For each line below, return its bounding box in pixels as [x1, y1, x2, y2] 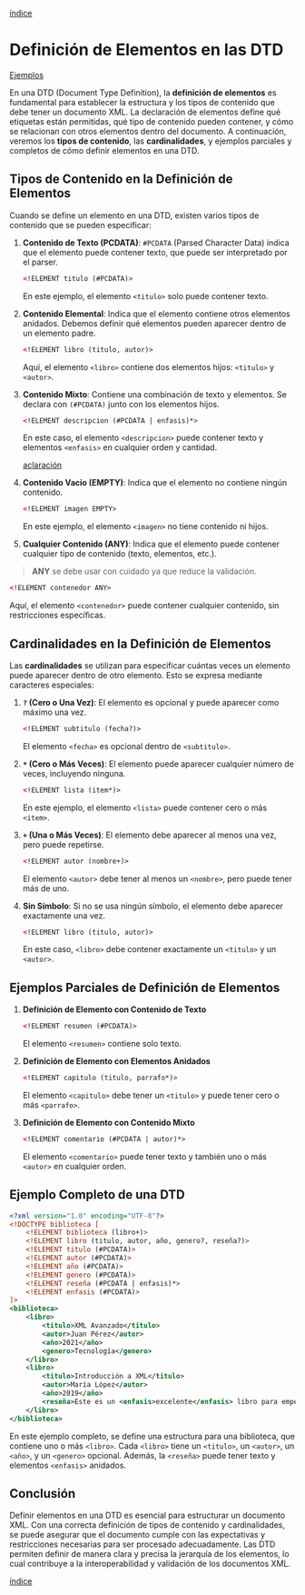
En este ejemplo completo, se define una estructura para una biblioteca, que [9, 1430, 295, 1441]
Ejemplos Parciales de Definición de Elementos [9, 979, 280, 995]
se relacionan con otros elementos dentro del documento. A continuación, [9, 125, 287, 136]
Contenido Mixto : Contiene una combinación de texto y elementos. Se [22, 388, 288, 399]
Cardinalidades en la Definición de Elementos [9, 636, 271, 651]
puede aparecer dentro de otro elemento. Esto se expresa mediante [9, 669, 263, 680]
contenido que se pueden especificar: [9, 219, 152, 230]
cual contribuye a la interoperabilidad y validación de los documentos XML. [9, 1559, 291, 1570]
